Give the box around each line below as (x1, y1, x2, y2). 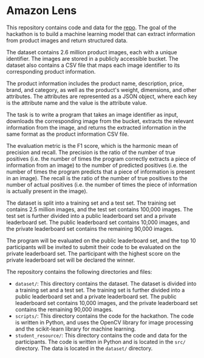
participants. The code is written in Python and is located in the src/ (15, 338, 186, 345)
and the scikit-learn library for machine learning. (15, 325, 137, 332)
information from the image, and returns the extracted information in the (6, 124, 186, 131)
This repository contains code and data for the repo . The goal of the (6, 24, 177, 31)
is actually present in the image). (6, 187, 88, 195)
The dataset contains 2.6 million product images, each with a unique (6, 48, 177, 55)
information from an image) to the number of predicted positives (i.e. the (6, 161, 188, 169)
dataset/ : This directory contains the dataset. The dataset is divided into (15, 279, 197, 287)
